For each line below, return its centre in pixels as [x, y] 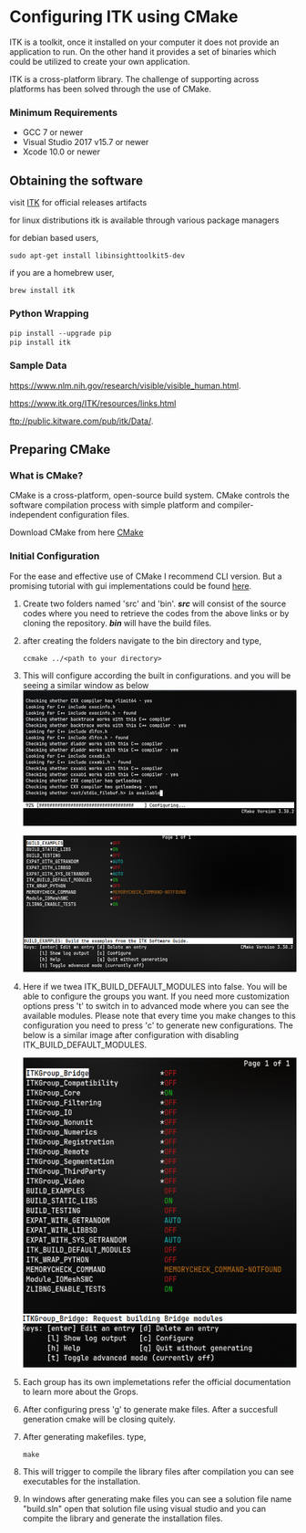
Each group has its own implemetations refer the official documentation [157, 1381]
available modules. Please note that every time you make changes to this [159, 1016]
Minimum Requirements [64, 112]
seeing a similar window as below [86, 685]
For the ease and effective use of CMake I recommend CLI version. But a [146, 576]
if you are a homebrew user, [62, 273]
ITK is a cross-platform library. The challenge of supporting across [134, 79]
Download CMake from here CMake [76, 532]
